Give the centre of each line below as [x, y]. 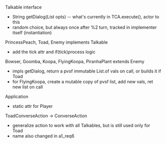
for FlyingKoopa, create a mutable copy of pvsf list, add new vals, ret [83, 82]
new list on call [28, 87]
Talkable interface [24, 7]
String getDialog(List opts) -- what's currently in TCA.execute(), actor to [86, 17]
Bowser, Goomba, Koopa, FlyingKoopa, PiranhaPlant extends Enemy [75, 61]
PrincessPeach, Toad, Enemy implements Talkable [56, 42]
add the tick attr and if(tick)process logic [54, 52]
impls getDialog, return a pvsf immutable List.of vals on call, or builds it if [86, 71]
